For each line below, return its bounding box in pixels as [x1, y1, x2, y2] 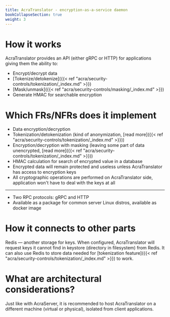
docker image [12, 205, 41, 211]
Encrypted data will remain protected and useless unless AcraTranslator [12, 164, 163, 170]
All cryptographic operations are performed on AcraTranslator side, [12, 175, 153, 181]
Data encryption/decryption [12, 126, 71, 132]
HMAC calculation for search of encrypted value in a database [12, 159, 143, 165]
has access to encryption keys [12, 169, 77, 175]
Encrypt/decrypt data [12, 70, 58, 76]
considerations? [5, 284, 75, 295]
